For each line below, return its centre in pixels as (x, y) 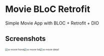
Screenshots (25, 39)
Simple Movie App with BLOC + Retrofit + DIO (52, 23)
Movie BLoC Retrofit (48, 9)
